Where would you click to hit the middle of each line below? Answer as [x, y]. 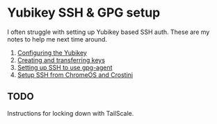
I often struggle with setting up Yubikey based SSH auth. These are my [108, 32]
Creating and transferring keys [61, 60]
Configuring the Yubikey [52, 53]
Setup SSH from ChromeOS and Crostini [75, 75]
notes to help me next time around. [57, 39]
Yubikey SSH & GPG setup [84, 13]
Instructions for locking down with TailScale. [71, 113]
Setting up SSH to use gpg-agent [65, 67]
